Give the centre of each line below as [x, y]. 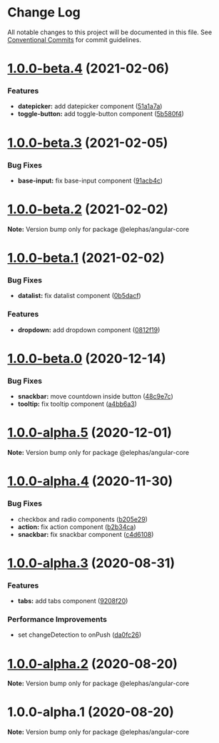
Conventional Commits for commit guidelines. [74, 39]
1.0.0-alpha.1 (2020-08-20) [91, 712]
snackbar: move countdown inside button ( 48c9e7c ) [95, 396]
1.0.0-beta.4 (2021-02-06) [88, 69]
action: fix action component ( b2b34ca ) [77, 527]
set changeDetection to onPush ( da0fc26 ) [80, 635]
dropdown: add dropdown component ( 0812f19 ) [89, 329]
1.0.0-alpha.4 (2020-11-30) [90, 481]
